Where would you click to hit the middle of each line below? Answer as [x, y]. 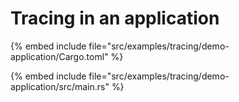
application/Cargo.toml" [59, 56]
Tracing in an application [115, 18]
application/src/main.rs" [60, 86]
